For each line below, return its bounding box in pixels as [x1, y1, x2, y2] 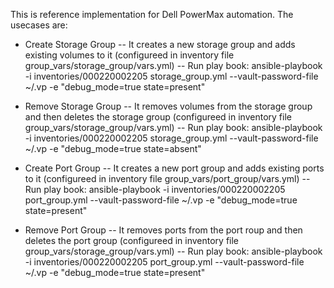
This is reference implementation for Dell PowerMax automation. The [10, 9, 294, 20]
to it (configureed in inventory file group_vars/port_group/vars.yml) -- [24, 173, 311, 184]
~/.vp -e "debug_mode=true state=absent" [24, 143, 202, 154]
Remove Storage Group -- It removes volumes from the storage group [24, 100, 313, 112]
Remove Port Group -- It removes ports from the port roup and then [24, 224, 303, 236]
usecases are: [10, 19, 68, 31]
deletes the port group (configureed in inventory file [24, 235, 240, 246]
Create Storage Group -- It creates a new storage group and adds [24, 39, 296, 50]
